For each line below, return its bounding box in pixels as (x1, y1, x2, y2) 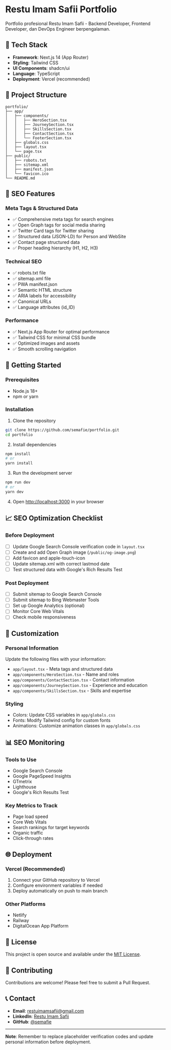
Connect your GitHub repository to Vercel (12, 877, 100, 883)
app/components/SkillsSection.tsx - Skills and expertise (12, 687, 131, 694)
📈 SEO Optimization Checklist (5, 514, 103, 523)
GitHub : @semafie (12, 1018, 52, 1025)
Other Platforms (5, 901, 46, 908)
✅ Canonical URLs (12, 298, 52, 304)
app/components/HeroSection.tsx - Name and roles (12, 672, 119, 678)
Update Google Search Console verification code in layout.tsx (12, 543, 145, 549)
